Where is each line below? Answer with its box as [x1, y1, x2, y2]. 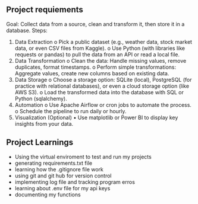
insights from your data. [14, 120, 74, 127]
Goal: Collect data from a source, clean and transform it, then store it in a [6, 20, 185, 27]
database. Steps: [6, 27, 48, 34]
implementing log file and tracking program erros [14, 178, 136, 186]
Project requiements [6, 5, 83, 15]
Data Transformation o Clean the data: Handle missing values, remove [14, 57, 187, 64]
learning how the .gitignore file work [14, 165, 104, 173]
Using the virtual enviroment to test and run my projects [14, 153, 152, 160]
